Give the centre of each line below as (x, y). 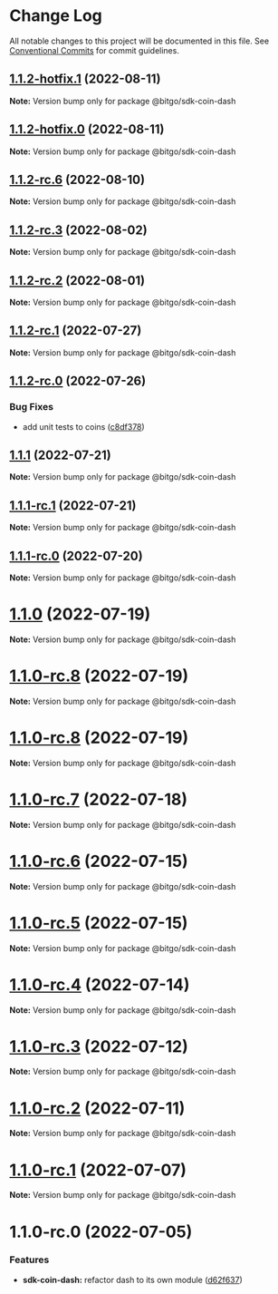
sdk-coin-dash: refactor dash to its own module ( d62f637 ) (132, 1279)
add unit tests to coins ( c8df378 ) (83, 426)
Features (29, 1260)
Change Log (56, 16)
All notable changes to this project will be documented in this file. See (139, 41)
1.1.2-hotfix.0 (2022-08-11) (87, 129)
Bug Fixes (32, 407)
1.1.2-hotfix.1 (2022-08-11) (85, 79)
